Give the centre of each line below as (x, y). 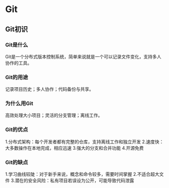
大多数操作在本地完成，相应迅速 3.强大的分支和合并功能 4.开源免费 (74, 148)
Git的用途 (17, 77)
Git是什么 (17, 45)
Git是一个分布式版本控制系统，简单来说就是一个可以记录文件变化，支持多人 (83, 56)
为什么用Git (19, 103)
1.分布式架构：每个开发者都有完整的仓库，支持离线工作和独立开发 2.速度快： (84, 142)
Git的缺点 (17, 162)
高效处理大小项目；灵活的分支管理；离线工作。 (54, 115)
